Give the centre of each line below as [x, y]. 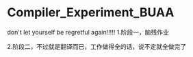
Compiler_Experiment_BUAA [91, 13]
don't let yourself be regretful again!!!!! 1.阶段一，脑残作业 [88, 32]
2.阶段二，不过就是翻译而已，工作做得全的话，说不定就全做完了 [97, 46]
